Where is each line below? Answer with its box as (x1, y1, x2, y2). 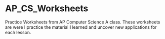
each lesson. (5, 29, 31, 35)
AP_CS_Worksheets (5, 3, 88, 14)
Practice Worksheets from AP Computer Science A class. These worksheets (5, 19, 161, 25)
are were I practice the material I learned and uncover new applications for (5, 24, 157, 30)
